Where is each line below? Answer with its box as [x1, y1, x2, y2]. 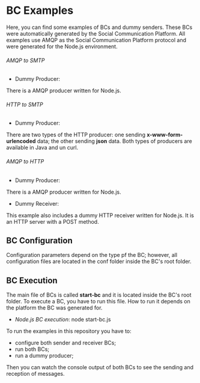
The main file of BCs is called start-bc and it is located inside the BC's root [6, 291, 192, 299]
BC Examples [6, 4, 74, 17]
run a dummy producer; [14, 352, 74, 359]
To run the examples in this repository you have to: [6, 328, 132, 335]
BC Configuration [6, 235, 73, 245]
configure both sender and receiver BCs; [14, 339, 116, 347]
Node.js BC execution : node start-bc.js [14, 316, 111, 323]
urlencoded [6, 138, 36, 145]
